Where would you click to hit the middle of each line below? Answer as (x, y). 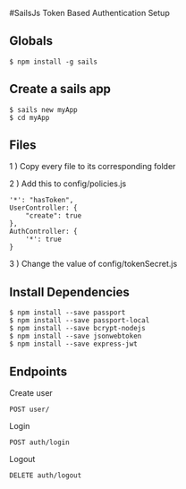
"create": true (54, 216)
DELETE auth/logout (46, 476)
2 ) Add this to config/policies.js (68, 184)
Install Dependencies (69, 292)
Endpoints (38, 371)
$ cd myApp (30, 117)
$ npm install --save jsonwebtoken (76, 336)
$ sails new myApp (43, 110)
